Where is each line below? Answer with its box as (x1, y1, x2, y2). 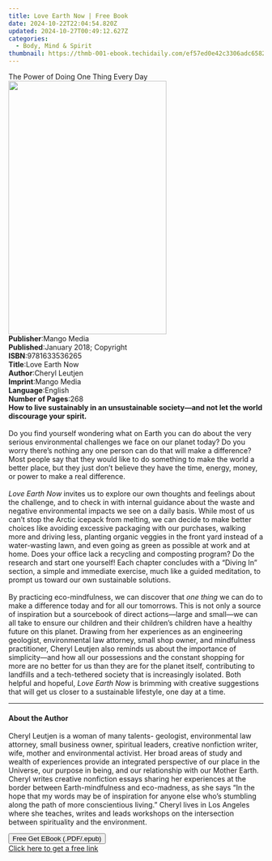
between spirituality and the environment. (8, 817, 147, 827)
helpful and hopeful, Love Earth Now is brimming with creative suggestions (8, 679, 259, 688)
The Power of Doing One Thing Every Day (8, 72, 148, 81)
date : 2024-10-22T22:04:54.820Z (8, 19, 117, 28)
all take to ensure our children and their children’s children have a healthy (8, 618, 253, 628)
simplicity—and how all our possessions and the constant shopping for (8, 653, 245, 662)
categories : (8, 34, 49, 43)
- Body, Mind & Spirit (15, 42, 92, 50)
